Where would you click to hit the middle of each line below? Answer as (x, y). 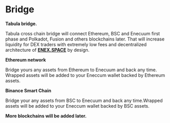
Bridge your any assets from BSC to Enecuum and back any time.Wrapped (84, 100)
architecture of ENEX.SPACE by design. (48, 50)
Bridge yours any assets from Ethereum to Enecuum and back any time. (81, 70)
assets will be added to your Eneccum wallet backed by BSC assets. (78, 106)
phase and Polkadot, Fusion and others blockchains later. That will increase (85, 39)
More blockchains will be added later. (46, 116)
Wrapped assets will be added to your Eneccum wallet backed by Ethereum (85, 75)
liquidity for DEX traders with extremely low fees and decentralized (76, 44)
